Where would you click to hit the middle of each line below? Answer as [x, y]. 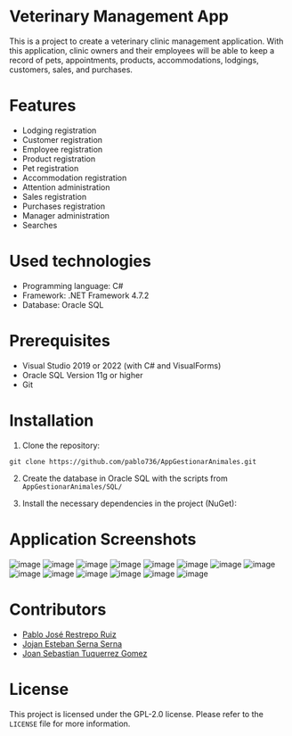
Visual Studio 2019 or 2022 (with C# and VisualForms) [122, 365]
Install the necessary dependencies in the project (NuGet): [130, 503]
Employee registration [62, 149]
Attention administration [66, 187]
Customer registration [62, 139]
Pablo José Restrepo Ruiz [69, 634]
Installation [52, 420]
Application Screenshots [103, 539]
